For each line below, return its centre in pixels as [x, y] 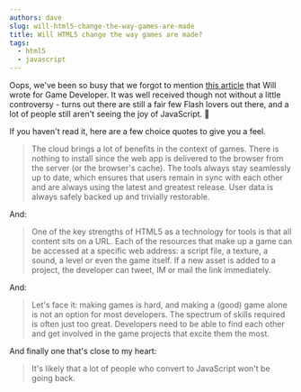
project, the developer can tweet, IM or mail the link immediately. [151, 270]
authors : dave [36, 18]
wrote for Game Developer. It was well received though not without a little [145, 95]
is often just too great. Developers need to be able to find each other [158, 324]
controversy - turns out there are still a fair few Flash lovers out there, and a [149, 104]
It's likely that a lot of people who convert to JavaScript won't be [151, 369]
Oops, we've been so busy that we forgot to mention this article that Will [143, 85]
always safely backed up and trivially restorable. [120, 196]
